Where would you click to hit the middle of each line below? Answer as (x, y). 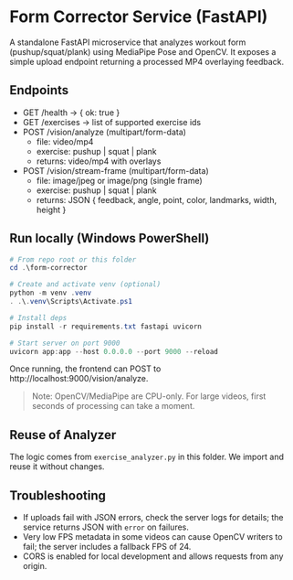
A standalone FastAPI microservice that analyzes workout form (128, 42)
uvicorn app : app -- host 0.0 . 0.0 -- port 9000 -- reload (114, 351)
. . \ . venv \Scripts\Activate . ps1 (71, 302)
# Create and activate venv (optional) (85, 285)
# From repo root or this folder (73, 259)
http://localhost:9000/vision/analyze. (79, 379)
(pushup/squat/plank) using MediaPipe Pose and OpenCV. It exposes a (143, 51)
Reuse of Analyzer (63, 435)
